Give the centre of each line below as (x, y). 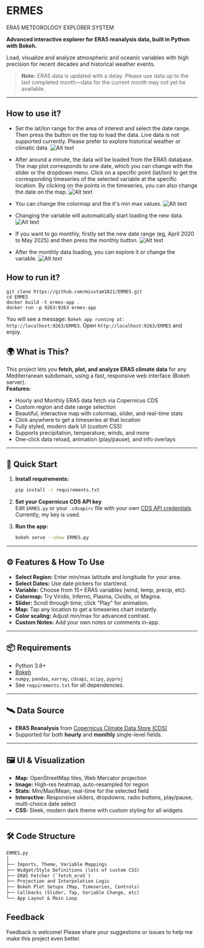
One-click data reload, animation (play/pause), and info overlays (95, 440)
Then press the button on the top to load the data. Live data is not (97, 135)
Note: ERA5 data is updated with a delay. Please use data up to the (105, 75)
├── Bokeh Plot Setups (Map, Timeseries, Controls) (73, 887)
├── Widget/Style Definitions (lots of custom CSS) (73, 870)
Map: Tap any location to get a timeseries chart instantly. (86, 609)
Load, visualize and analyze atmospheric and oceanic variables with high (98, 57)
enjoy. (14, 332)
